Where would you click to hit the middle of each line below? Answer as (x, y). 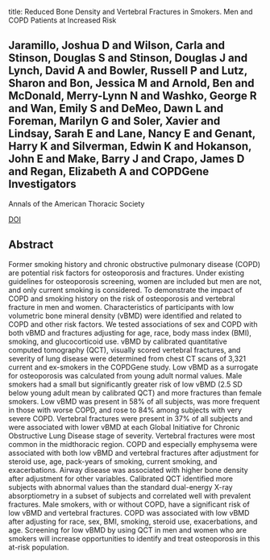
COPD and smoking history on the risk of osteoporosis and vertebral (122, 299)
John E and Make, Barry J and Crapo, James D (127, 159)
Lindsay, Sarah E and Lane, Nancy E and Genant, (132, 134)
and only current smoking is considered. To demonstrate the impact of (125, 290)
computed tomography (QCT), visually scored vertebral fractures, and (125, 349)
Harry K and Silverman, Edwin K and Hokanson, (130, 146)
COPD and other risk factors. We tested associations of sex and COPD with (133, 324)
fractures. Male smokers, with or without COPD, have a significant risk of (129, 504)
